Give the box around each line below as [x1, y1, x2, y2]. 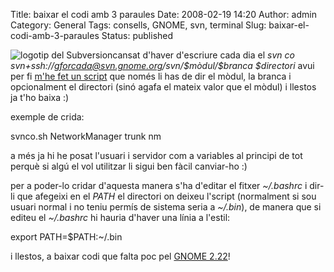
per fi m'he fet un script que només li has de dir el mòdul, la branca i [10, 70, 292, 82]
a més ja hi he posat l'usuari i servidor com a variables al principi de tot [10, 150, 303, 161]
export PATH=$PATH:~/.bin [10, 231, 123, 243]
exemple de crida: [10, 111, 85, 123]
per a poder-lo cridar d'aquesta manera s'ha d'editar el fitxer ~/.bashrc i [10, 180, 308, 191]
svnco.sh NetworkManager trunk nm [10, 130, 162, 142]
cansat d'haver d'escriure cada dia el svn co [112, 49, 295, 61]
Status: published [101, 30, 174, 41]
